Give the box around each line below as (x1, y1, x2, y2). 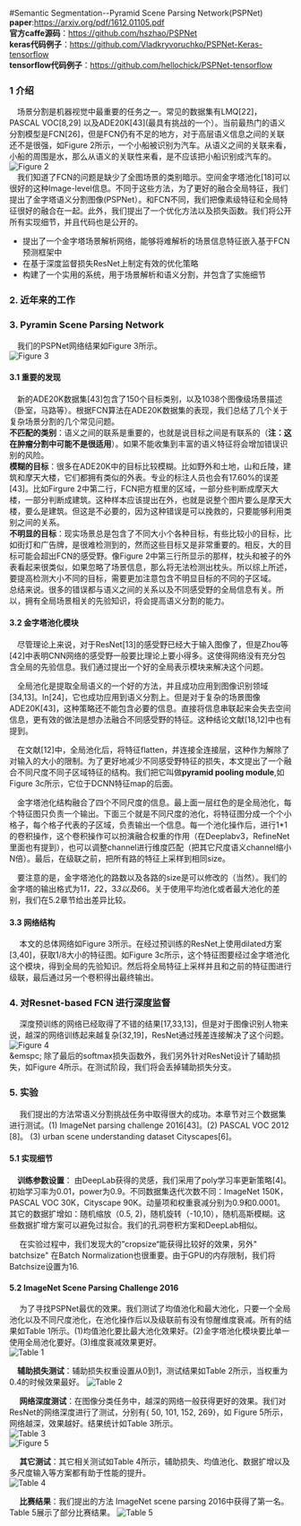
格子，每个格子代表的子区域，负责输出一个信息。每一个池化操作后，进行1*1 (9, 819, 288, 830)
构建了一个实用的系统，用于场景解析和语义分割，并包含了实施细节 (21, 269, 266, 281)
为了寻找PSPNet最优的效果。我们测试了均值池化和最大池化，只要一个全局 (19, 1304, 291, 1314)
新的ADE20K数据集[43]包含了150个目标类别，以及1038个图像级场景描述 (17, 394, 283, 404)
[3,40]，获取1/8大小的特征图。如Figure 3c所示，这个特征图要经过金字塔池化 (9, 949, 290, 960)
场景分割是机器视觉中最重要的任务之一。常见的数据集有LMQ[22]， (17, 107, 262, 117)
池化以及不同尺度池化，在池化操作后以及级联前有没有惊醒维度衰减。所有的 (9, 1314, 284, 1325)
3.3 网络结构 (9, 916, 56, 927)
